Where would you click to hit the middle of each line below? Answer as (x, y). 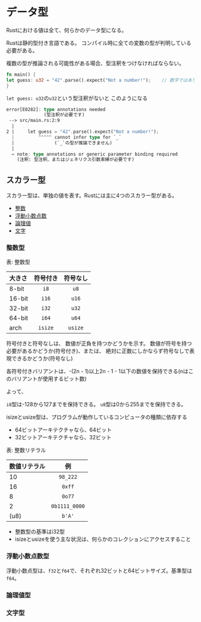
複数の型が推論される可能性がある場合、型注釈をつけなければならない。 (95, 63)
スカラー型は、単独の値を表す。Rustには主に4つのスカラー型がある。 (92, 195)
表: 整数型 (18, 262)
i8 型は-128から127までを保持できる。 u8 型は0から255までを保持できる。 (96, 404)
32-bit (19, 308)
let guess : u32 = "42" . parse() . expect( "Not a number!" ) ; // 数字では (97, 80)
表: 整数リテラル (26, 450)
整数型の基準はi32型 (40, 532)
